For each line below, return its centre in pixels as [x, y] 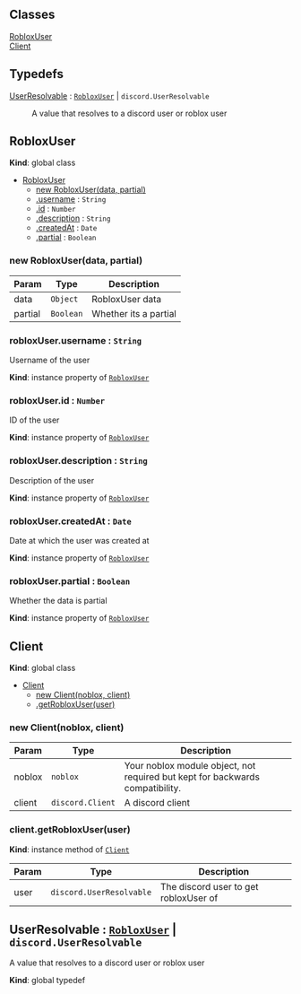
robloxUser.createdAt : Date [70, 521]
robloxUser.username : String [75, 340]
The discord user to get [209, 886]
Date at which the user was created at [79, 540]
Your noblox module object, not [190, 766]
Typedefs [37, 74]
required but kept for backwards [192, 777]
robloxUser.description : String [78, 461]
